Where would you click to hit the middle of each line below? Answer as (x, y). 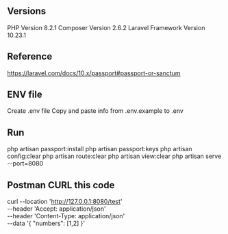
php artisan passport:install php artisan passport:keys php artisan (100, 149)
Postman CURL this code (61, 185)
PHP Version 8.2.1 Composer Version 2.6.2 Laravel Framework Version (106, 27)
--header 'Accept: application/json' (56, 209)
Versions (27, 11)
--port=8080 (25, 164)
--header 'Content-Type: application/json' (66, 216)
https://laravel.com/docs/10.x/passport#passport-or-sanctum (94, 73)
